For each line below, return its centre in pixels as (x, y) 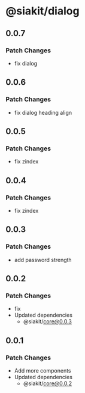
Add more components (42, 370)
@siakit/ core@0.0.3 (48, 321)
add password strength (43, 260)
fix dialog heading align (43, 112)
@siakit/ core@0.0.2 (48, 383)
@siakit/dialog (42, 11)
